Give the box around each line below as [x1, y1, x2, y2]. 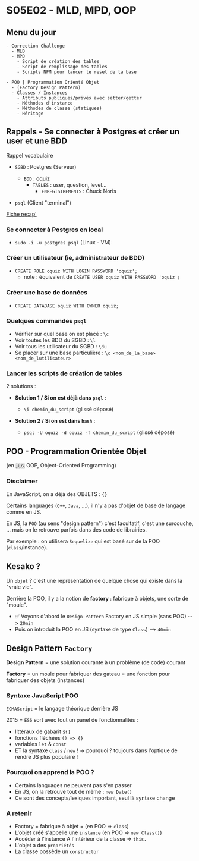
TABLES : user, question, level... [32, 181, 107, 188]
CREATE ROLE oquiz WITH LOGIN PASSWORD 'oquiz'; [14, 268, 138, 274]
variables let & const [14, 741, 67, 748]
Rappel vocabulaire [6, 152, 53, 159]
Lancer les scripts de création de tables [6, 369, 123, 378]
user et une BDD [6, 136, 67, 146]
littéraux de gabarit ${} [14, 728, 71, 735]
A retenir [6, 809, 32, 818]
